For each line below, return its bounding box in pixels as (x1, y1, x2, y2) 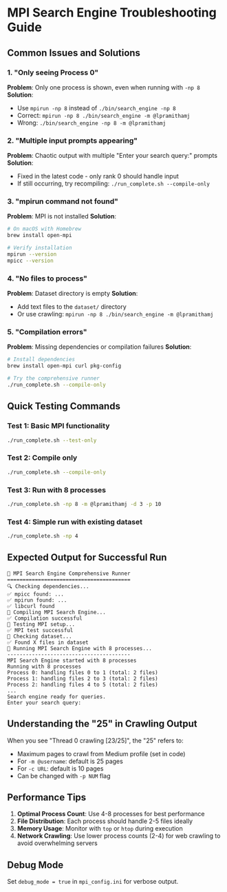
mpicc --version (7, 257, 54, 264)
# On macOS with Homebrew (7, 225, 81, 232)
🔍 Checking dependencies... (7, 582, 89, 590)
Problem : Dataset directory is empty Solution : (7, 290, 138, 298)
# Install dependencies (7, 356, 76, 363)
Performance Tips (7, 791, 87, 804)
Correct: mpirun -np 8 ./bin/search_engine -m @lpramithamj (17, 111, 191, 119)
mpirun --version (7, 251, 57, 258)
